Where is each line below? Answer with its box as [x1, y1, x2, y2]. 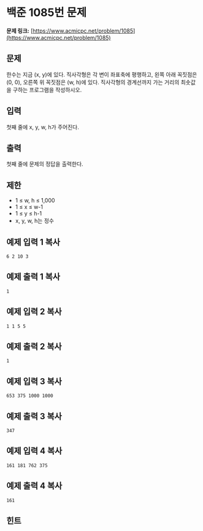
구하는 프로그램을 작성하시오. [12, 86, 82, 93]
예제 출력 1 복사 [6, 271, 60, 282]
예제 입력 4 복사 [6, 446, 63, 456]
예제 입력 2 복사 [6, 306, 63, 317]
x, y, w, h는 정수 [15, 217, 54, 225]
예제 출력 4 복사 [6, 481, 63, 491]
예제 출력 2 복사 [6, 341, 63, 352]
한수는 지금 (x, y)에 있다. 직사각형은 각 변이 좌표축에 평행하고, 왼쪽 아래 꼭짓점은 [6, 71, 197, 78]
